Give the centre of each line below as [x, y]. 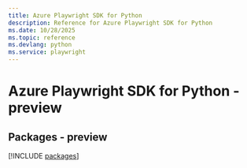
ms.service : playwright [47, 52]
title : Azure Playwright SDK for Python [76, 15]
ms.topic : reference [42, 37]
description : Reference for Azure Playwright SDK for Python [111, 23]
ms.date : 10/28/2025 [42, 30]
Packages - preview [58, 137]
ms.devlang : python [40, 45]
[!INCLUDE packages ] [44, 156]
